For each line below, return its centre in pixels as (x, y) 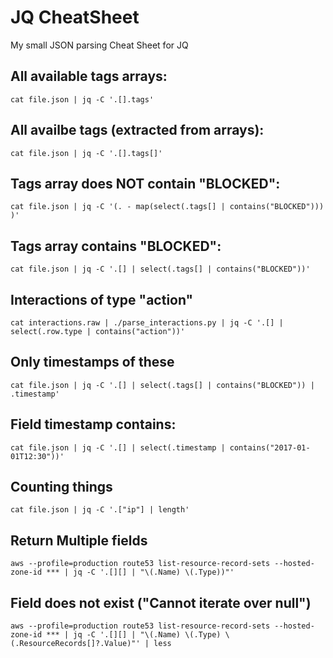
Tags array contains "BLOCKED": (116, 246)
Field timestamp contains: (93, 424)
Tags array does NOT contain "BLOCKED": (145, 183)
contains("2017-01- (270, 447)
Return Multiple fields (79, 540)
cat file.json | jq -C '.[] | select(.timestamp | (118, 447)
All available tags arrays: (89, 76)
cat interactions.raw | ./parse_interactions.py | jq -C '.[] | (147, 323)
